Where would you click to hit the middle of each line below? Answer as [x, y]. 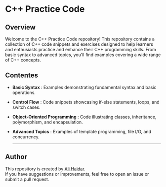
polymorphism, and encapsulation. [47, 122]
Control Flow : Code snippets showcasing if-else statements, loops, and [86, 102]
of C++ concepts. [23, 60]
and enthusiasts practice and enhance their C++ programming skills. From [81, 49]
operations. [24, 93]
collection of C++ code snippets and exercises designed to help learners [79, 44]
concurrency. [26, 137]
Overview [21, 27]
